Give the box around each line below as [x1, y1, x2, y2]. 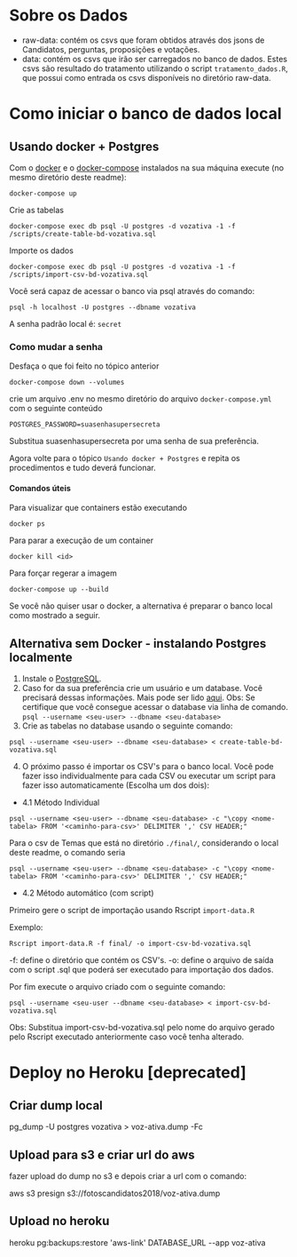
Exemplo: [9, 922, 43, 933]
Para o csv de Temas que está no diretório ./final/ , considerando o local [9, 838, 279, 848]
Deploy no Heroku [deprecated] [9, 1062, 246, 1083]
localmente [9, 649, 73, 664]
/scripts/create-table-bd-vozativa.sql [9, 229, 157, 238]
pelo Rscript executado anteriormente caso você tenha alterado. [9, 1031, 245, 1042]
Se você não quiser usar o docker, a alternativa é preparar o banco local [9, 601, 273, 611]
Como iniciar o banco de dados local [9, 104, 282, 124]
